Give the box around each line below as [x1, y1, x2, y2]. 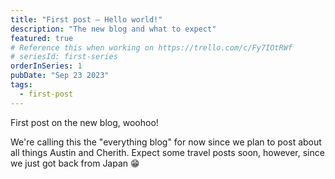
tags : [10, 80, 33, 90]
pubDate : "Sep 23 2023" [10, 71, 110, 81]
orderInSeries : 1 [10, 61, 83, 71]
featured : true [10, 33, 74, 43]
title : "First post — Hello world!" [10, 14, 163, 25]
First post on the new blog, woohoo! [10, 116, 159, 128]
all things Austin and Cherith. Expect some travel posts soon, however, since [10, 146, 325, 158]
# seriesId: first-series [10, 52, 118, 62]
